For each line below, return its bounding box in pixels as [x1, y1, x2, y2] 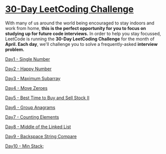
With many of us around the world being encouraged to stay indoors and [5, 20, 155, 26]
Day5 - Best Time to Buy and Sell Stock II [5, 95, 90, 101]
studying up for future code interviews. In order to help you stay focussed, [5, 30, 161, 36]
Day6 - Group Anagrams [5, 104, 56, 110]
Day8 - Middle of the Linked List [5, 124, 71, 130]
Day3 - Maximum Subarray [5, 75, 61, 81]
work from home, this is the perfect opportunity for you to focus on [5, 25, 146, 31]
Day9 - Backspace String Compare [5, 133, 77, 139]
